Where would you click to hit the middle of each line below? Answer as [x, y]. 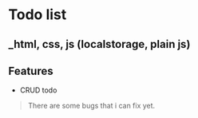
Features [31, 71]
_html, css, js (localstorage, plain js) [99, 44]
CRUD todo [38, 90]
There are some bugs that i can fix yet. [91, 106]
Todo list [38, 15]
